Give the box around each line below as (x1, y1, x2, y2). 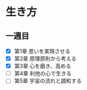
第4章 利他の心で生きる (14, 70, 72, 77)
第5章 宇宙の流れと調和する (14, 78, 82, 85)
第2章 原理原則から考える (14, 55, 77, 62)
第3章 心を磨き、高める (14, 63, 72, 70)
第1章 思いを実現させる (14, 48, 71, 54)
